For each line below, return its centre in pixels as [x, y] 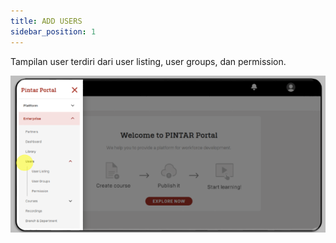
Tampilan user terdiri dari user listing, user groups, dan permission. [148, 61]
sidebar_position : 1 [53, 31]
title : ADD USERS [46, 21]
